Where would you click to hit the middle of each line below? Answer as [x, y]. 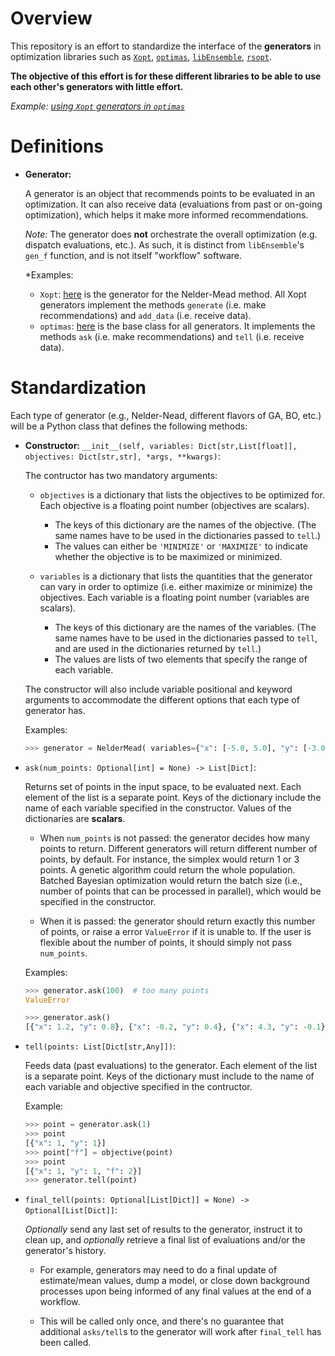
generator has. [55, 710]
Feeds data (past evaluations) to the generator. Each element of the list [171, 1066]
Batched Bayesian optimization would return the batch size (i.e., [171, 880]
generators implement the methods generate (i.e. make [153, 304]
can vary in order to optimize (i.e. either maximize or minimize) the [176, 586]
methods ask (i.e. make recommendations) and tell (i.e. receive [172, 336]
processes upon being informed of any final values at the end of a [175, 1291]
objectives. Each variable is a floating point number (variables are [174, 597]
